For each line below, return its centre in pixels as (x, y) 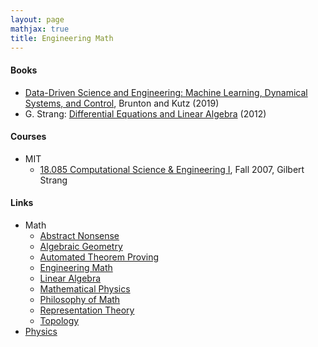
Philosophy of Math (80, 299)
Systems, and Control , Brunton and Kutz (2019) (122, 103)
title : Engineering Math (62, 38)
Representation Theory (87, 310)
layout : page (37, 19)
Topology (59, 320)
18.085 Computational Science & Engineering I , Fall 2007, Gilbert (172, 169)
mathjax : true (40, 29)
